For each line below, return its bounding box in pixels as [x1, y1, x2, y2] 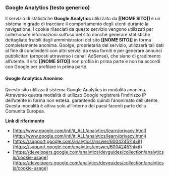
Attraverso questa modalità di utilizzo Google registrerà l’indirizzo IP [5, 92, 146, 98]
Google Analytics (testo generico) [5, 4, 90, 11]
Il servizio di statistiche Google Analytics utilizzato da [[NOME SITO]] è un [5, 16, 160, 22]
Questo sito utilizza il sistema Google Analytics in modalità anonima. [5, 86, 146, 92]
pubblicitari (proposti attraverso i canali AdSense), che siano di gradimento [5, 53, 161, 59]
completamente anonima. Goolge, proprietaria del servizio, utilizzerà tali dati [5, 42, 164, 48]
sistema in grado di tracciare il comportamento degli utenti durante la [5, 21, 149, 27]
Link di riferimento [5, 118, 44, 124]
